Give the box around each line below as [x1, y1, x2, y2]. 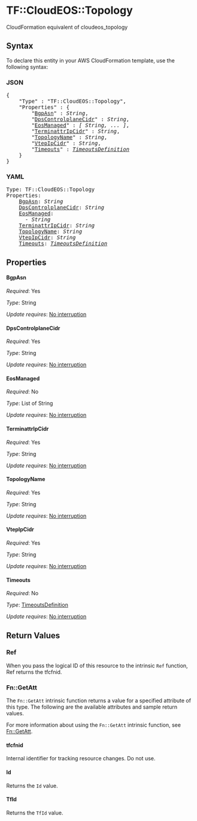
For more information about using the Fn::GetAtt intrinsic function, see [6, 721, 181, 729]
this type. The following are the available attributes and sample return [6, 703, 178, 710]
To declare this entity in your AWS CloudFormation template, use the [6, 56, 175, 64]
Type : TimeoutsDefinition [6, 601, 69, 608]
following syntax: [6, 63, 49, 70]
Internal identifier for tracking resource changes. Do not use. [6, 755, 156, 762]
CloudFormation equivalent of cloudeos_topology [6, 23, 128, 31]
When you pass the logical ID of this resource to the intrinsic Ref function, [6, 662, 188, 669]
